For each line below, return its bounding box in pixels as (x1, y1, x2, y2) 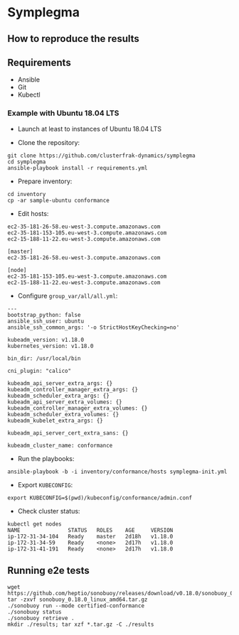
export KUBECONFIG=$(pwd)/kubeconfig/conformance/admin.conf (7, 494, 193, 501)
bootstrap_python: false (7, 311, 81, 318)
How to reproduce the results (7, 33, 140, 45)
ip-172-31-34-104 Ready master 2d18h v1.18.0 (7, 533, 174, 540)
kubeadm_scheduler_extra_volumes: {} (7, 411, 119, 418)
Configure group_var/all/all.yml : (17, 291, 118, 300)
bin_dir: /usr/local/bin (7, 354, 81, 362)
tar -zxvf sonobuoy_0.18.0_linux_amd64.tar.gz (7, 596, 148, 603)
